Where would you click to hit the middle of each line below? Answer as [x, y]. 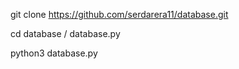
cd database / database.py [65, 33]
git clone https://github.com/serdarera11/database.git [119, 14]
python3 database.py [54, 53]
